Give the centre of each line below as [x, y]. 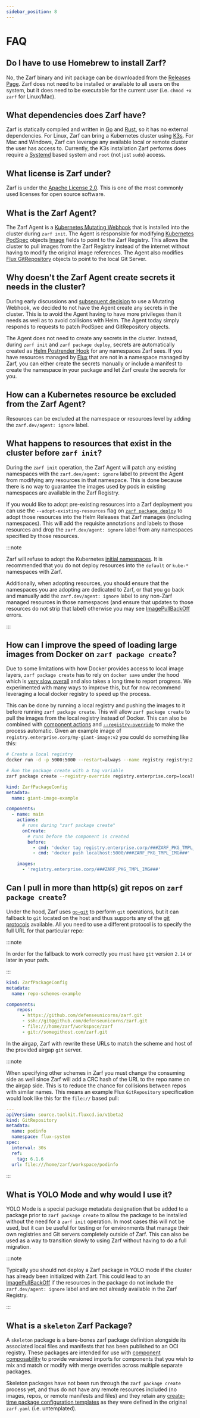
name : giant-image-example [45, 798]
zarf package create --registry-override [58, 776]
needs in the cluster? [46, 287]
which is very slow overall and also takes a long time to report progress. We [99, 681]
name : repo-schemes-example [46, 993]
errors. [14, 615]
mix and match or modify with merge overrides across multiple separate [94, 1365]
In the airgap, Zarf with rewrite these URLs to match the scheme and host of [99, 1043]
